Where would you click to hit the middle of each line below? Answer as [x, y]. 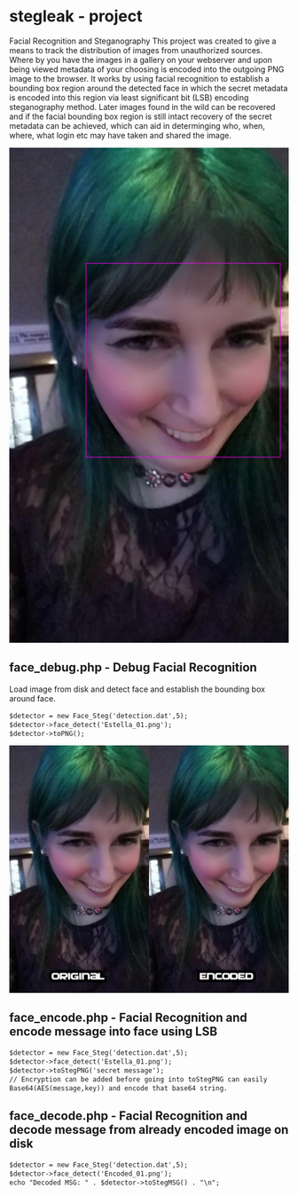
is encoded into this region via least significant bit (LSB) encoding [129, 97]
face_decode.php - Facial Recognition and [129, 1116]
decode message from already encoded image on [149, 1129]
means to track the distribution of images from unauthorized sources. [136, 50]
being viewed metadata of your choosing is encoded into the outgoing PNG [147, 69]
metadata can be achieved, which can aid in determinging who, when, [137, 125]
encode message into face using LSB [114, 1031]
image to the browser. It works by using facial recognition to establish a [140, 78]
